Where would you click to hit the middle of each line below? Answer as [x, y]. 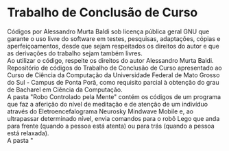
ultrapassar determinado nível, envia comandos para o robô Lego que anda [113, 118]
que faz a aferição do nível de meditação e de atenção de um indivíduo [107, 104]
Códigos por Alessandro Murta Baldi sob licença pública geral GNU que [108, 31]
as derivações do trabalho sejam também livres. [75, 53]
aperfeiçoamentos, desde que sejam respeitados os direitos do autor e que [113, 46]
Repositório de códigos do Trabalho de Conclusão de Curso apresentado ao [114, 68]
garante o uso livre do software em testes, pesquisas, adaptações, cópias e [114, 38]
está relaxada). [28, 133]
